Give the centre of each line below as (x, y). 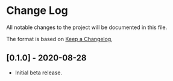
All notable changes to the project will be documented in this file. (87, 27)
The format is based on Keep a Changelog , (59, 39)
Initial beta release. (38, 73)
